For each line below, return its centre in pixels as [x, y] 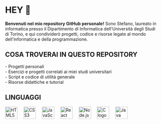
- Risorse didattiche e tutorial [34, 82]
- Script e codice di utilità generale [40, 77]
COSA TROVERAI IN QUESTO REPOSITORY [71, 55]
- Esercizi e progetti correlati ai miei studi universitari [58, 72]
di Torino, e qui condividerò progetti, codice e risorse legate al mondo [76, 34]
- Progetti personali [25, 66]
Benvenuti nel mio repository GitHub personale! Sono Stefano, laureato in [81, 24]
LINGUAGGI [23, 98]
